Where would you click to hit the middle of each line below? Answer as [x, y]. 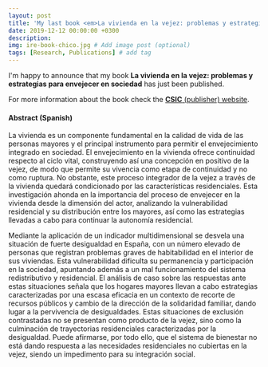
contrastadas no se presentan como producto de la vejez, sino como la [125, 321]
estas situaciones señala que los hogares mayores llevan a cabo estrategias [133, 286]
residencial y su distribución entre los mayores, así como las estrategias [126, 211]
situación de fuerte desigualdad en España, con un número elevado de [124, 244]
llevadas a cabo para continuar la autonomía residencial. [101, 220]
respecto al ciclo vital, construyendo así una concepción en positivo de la [129, 161]
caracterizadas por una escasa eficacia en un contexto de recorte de [122, 295]
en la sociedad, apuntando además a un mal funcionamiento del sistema [127, 270]
